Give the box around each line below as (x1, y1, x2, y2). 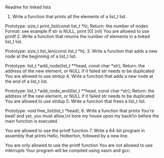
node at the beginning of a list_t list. (5, 53, 77, 59)
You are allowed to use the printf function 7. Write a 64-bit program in (5, 128, 145, 134)
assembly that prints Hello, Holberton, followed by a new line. (5, 133, 129, 138)
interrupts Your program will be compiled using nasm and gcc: (5, 148, 131, 153)
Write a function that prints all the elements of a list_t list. (12, 14, 127, 19)
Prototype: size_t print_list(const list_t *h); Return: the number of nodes (5, 23, 148, 29)
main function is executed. (5, 118, 59, 124)
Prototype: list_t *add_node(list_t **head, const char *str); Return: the (5, 63, 145, 68)
